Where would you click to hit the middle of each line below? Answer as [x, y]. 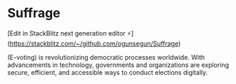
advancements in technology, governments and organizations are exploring [118, 65]
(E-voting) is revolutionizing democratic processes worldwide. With [106, 57]
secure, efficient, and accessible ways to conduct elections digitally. [108, 72]
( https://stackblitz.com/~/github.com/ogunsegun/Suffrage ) [94, 43]
